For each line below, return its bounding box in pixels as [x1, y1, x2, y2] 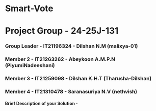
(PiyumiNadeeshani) [5, 62, 55, 69]
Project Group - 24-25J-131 [5, 25, 119, 37]
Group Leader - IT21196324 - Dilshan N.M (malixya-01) [5, 43, 138, 49]
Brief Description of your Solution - [5, 100, 78, 106]
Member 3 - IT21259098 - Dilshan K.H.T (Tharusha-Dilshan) [5, 75, 152, 82]
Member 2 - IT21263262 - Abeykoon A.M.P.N [5, 56, 115, 63]
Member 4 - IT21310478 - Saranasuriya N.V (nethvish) [5, 89, 137, 95]
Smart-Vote [5, 3, 53, 14]
